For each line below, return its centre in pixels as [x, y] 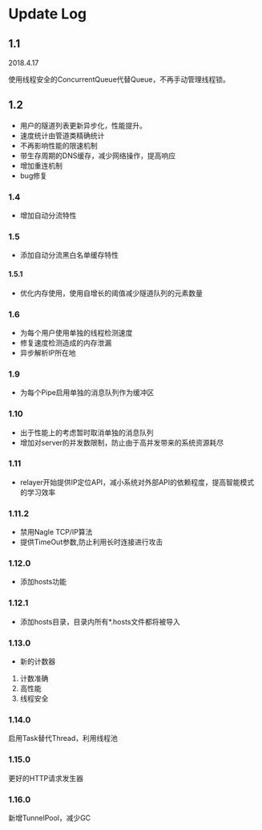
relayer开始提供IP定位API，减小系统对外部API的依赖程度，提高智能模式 [137, 482]
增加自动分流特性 [48, 216]
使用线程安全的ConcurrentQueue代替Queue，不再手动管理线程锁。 [119, 79]
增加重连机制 [41, 165]
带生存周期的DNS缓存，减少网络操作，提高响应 [98, 155]
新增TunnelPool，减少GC [50, 818]
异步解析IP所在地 [48, 352]
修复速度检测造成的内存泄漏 [66, 343]
